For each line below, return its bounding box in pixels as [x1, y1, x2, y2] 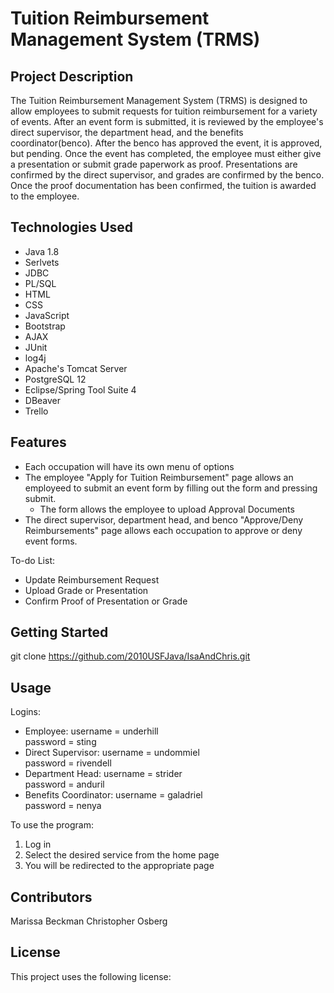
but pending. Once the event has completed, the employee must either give [10, 148, 322, 159]
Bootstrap [24, 320, 66, 332]
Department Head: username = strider [24, 768, 183, 780]
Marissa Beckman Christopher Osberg [10, 915, 168, 927]
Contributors [10, 888, 93, 906]
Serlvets [24, 256, 60, 268]
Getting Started [10, 624, 109, 641]
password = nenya [24, 800, 102, 812]
